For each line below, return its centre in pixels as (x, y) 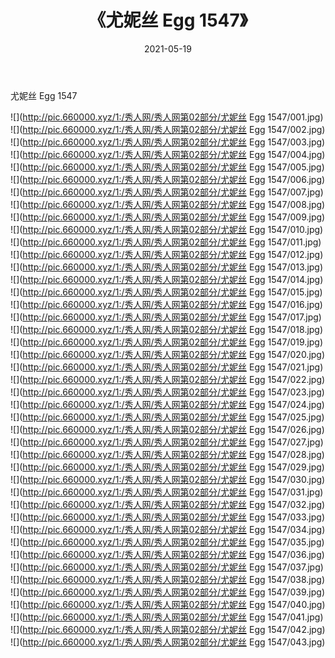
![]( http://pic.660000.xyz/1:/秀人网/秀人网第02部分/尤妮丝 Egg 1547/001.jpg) (167, 117)
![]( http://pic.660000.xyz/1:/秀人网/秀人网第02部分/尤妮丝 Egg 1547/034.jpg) (168, 529)
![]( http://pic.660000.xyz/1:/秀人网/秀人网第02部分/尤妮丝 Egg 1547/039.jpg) (167, 592)
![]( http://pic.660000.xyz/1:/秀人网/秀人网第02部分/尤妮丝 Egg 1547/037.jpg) (167, 567)
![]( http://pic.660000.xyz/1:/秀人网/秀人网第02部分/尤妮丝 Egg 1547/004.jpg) (168, 154)
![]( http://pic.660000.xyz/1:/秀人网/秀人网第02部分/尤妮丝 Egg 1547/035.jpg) (167, 542)
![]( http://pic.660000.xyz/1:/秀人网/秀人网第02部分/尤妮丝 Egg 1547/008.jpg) (168, 204)
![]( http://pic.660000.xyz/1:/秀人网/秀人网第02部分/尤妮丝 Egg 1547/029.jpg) (167, 467)
